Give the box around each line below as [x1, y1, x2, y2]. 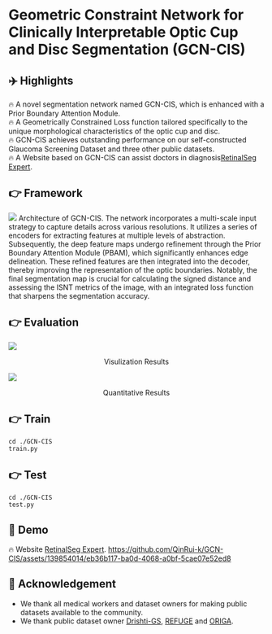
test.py [8, 501, 35, 509]
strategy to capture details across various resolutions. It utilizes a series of [8, 221, 257, 231]
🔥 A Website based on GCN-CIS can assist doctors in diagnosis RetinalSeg [8, 153, 257, 162]
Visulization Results [104, 356, 169, 366]
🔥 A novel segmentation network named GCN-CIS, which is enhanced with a [8, 99, 265, 109]
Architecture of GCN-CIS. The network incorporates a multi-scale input [18, 213, 257, 223]
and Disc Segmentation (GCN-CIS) [8, 41, 246, 59]
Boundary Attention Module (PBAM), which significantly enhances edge [8, 247, 249, 257]
